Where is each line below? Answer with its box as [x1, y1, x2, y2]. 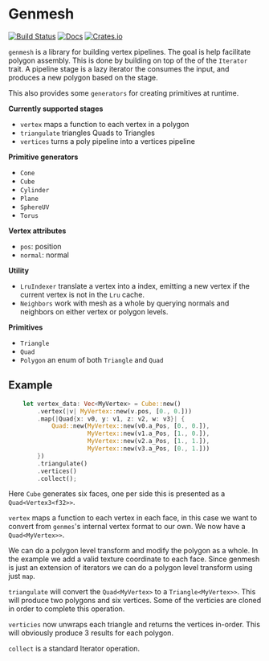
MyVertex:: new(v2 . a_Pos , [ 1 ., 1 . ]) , [87, 437, 210, 445]
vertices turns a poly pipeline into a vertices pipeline [19, 136, 195, 146]
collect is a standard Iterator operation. [8, 644, 141, 654]
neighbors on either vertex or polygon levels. [19, 306, 169, 316]
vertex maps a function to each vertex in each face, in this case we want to [8, 513, 258, 523]
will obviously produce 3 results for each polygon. [8, 628, 174, 638]
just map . [8, 572, 36, 581]
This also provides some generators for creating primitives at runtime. [8, 88, 239, 97]
